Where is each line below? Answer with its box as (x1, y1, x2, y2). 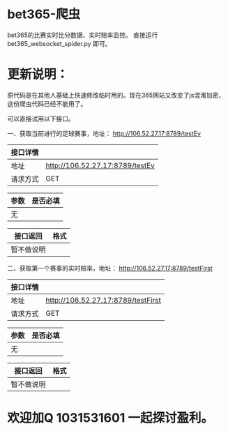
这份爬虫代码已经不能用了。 (7, 99, 87, 108)
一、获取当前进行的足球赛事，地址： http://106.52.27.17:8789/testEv (7, 129, 201, 137)
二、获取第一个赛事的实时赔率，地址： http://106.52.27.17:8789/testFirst (7, 264, 213, 272)
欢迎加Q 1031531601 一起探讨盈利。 (7, 410, 214, 426)
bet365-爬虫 (7, 6, 81, 22)
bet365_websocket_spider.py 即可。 (7, 39, 112, 47)
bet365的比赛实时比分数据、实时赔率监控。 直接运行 (7, 31, 158, 39)
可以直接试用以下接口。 (7, 114, 75, 123)
